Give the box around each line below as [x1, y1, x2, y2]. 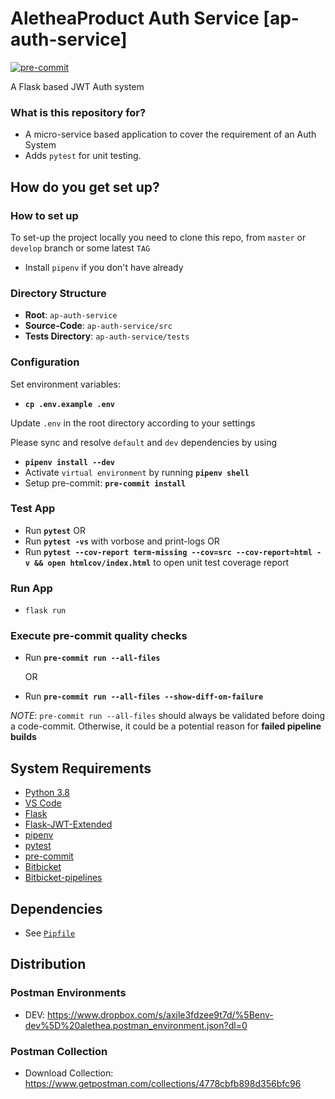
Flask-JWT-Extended [24, 818, 113, 831]
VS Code [24, 797, 62, 809]
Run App [10, 581, 53, 595]
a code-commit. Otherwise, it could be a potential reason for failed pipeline [10, 720, 322, 732]
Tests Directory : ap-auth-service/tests [24, 330, 190, 342]
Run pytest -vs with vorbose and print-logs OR [24, 535, 220, 547]
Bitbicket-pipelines [24, 872, 103, 884]
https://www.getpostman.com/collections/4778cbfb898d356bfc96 [24, 1078, 302, 1090]
